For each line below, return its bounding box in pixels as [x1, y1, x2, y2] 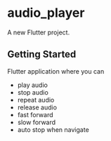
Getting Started [7, 48, 77, 60]
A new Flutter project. [7, 28, 70, 36]
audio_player [7, 5, 85, 21]
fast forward [17, 110, 54, 119]
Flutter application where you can [7, 67, 105, 75]
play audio [17, 81, 48, 89]
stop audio [17, 88, 49, 96]
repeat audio [17, 95, 55, 104]
